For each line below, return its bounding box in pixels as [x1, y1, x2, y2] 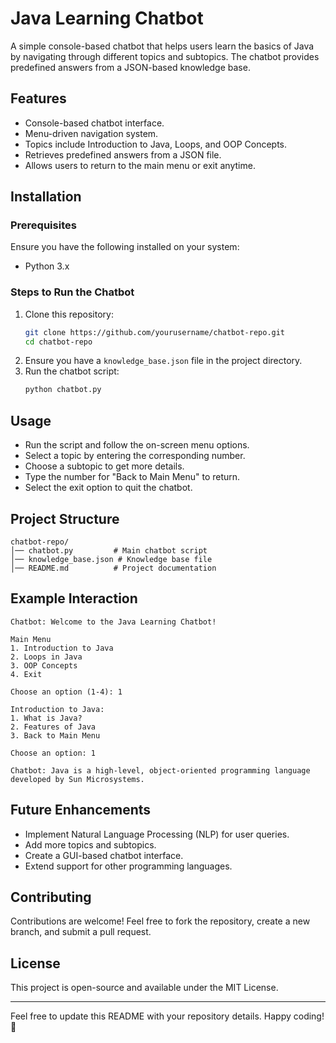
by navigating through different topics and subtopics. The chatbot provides [10, 50, 320, 62]
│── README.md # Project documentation [10, 563, 217, 573]
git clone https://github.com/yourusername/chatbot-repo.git [24, 327, 286, 337]
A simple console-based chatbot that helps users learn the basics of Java [10, 40, 315, 52]
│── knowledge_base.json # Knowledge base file [10, 554, 213, 564]
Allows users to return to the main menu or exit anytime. [24, 159, 256, 171]
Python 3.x [24, 260, 70, 272]
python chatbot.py [24, 385, 102, 395]
